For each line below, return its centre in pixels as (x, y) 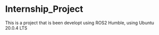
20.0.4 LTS (16, 28)
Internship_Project (44, 9)
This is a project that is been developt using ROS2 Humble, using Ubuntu (80, 23)
